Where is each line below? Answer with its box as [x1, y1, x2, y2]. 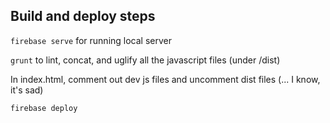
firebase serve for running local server [10, 34, 173, 46]
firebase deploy [10, 103, 78, 113]
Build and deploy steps [10, 8, 156, 25]
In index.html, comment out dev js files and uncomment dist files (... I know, [10, 73, 321, 85]
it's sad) [10, 84, 44, 96]
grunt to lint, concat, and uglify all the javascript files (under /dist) [10, 54, 281, 66]
